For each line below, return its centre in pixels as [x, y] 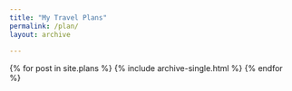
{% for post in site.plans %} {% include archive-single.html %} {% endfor [146, 68]
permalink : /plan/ [44, 26]
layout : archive [40, 34]
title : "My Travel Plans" [58, 18]
